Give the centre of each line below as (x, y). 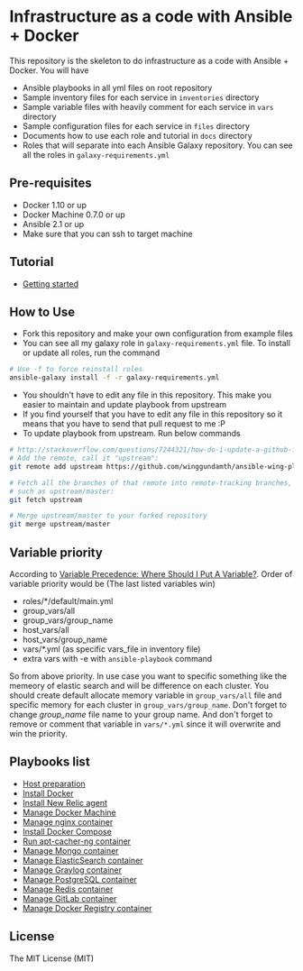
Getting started (50, 284)
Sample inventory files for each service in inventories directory (141, 97)
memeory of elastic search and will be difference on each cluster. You (139, 685)
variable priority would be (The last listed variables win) (113, 583)
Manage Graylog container (72, 870)
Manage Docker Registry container (87, 908)
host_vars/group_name (65, 639)
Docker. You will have (49, 70)
